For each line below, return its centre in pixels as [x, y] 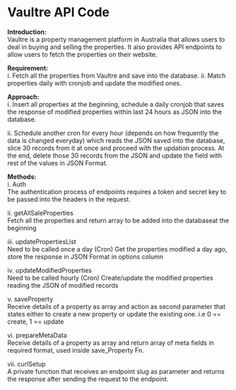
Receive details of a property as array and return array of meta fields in [111, 343]
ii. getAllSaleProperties [41, 213]
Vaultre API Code [58, 12]
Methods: [22, 177]
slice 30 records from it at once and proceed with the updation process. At [116, 148]
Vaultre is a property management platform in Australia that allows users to [116, 39]
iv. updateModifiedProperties [49, 270]
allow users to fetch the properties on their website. [82, 54]
